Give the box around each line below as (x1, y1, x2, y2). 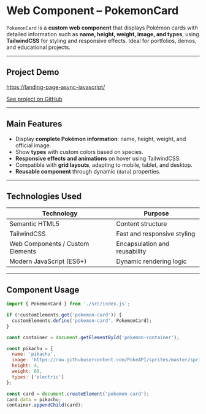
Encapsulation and (116, 240, 170, 248)
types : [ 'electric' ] (12, 374, 64, 380)
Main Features (6, 119, 63, 129)
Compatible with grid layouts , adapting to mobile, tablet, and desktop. (15, 161, 193, 169)
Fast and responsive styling (116, 229, 196, 238)
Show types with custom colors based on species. (15, 148, 143, 155)
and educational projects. (6, 44, 71, 51)
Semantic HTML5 (9, 220, 60, 228)
